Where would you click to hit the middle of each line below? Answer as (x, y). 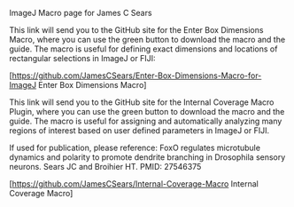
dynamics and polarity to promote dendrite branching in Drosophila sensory (147, 157)
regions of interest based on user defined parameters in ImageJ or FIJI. (139, 131)
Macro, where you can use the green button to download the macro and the (147, 40)
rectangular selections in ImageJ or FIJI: (82, 58)
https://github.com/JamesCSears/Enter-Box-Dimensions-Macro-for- (137, 76)
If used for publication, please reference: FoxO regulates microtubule (135, 147)
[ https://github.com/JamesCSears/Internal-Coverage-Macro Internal (134, 184)
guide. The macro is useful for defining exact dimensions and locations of (143, 49)
